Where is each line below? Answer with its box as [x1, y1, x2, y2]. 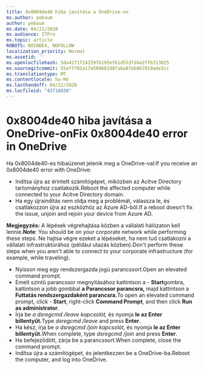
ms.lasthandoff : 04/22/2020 [6, 82, 78, 88]
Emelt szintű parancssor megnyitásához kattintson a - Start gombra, [15, 278, 185, 285]
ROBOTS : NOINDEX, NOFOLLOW [6, 43, 75, 49]
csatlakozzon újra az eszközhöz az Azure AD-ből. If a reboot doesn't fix [15, 204, 193, 211]
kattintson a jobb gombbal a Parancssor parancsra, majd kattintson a [15, 285, 189, 292]
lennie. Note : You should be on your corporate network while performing [6, 228, 187, 235]
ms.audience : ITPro [6, 32, 56, 38]
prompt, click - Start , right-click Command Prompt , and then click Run [15, 298, 193, 305]
